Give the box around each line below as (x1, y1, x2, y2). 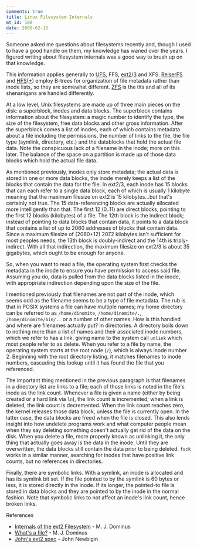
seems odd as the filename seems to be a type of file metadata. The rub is (6, 297, 186, 304)
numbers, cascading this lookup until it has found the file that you (6, 359, 164, 366)
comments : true (6, 8, 43, 15)
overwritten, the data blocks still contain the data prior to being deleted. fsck (6, 445, 191, 452)
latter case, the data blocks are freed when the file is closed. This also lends (6, 414, 190, 421)
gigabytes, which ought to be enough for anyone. (6, 250, 125, 257)
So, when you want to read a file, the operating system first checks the (6, 261, 177, 268)
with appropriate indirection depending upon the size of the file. (6, 280, 160, 287)
